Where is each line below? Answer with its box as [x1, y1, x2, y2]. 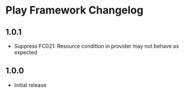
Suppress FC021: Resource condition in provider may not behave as [14, 42, 179, 49]
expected [14, 49, 38, 56]
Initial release [14, 81, 47, 88]
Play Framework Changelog [5, 4, 144, 17]
